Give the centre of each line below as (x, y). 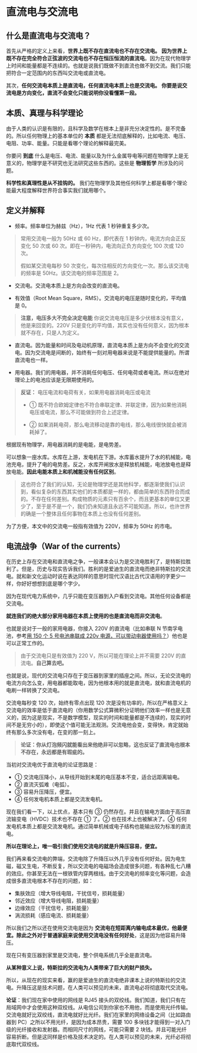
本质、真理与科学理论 (45, 113)
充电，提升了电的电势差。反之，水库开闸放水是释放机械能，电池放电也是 (98, 464)
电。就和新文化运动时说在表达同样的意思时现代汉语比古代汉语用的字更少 (93, 576)
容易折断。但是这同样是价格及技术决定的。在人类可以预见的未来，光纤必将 (96, 1037)
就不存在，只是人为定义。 (51, 333)
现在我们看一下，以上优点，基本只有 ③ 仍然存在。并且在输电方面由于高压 (96, 812)
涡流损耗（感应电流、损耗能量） (53, 915)
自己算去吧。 (52, 663)
